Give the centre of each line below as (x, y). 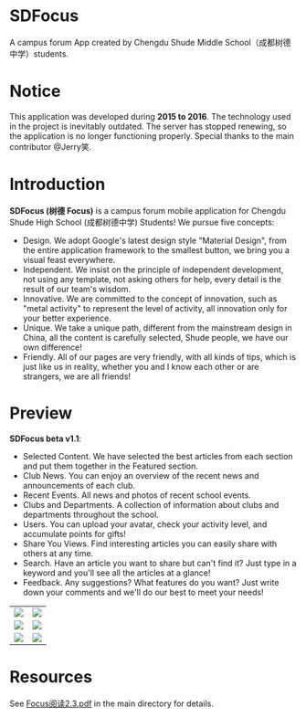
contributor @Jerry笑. (51, 146)
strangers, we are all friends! (76, 376)
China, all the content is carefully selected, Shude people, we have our (155, 337)
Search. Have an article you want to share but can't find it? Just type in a (159, 563)
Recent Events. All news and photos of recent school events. (137, 495)
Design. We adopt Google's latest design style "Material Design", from (154, 240)
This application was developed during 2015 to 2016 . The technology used (150, 116)
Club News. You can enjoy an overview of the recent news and (141, 475)
